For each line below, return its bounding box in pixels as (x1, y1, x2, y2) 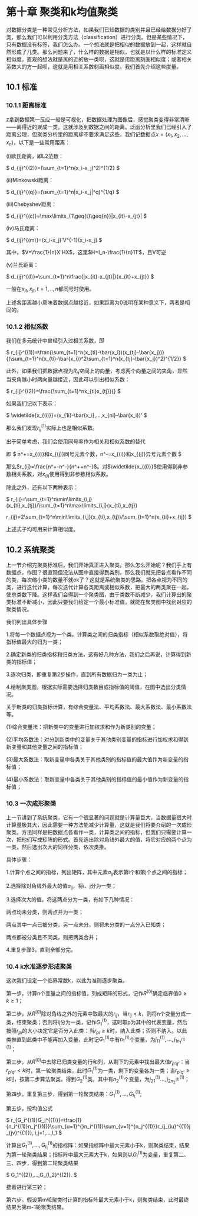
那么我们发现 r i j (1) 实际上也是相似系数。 (6, 423, 98, 432)
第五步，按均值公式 (6, 1104, 53, 1112)
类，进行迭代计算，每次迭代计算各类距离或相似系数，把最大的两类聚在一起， (6, 584, 192, 591)
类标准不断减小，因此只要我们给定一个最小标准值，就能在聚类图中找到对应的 (6, 599, 192, 606)
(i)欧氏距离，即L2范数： (6, 153, 64, 160)
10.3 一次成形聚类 (6, 800, 57, 808)
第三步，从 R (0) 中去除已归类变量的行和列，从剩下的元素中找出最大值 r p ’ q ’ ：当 (6, 1057, 190, 1066)
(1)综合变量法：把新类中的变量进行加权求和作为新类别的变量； (6, 723, 157, 730)
